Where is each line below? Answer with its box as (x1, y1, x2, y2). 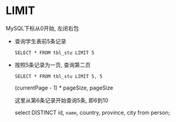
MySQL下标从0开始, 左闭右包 (5, 24, 79, 32)
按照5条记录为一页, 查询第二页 (14, 61, 91, 68)
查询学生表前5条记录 (14, 37, 67, 45)
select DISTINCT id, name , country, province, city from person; (14, 109, 170, 116)
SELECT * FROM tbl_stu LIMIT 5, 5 (14, 73, 103, 79)
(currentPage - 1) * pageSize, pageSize (14, 84, 114, 91)
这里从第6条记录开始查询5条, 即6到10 (14, 96, 108, 104)
